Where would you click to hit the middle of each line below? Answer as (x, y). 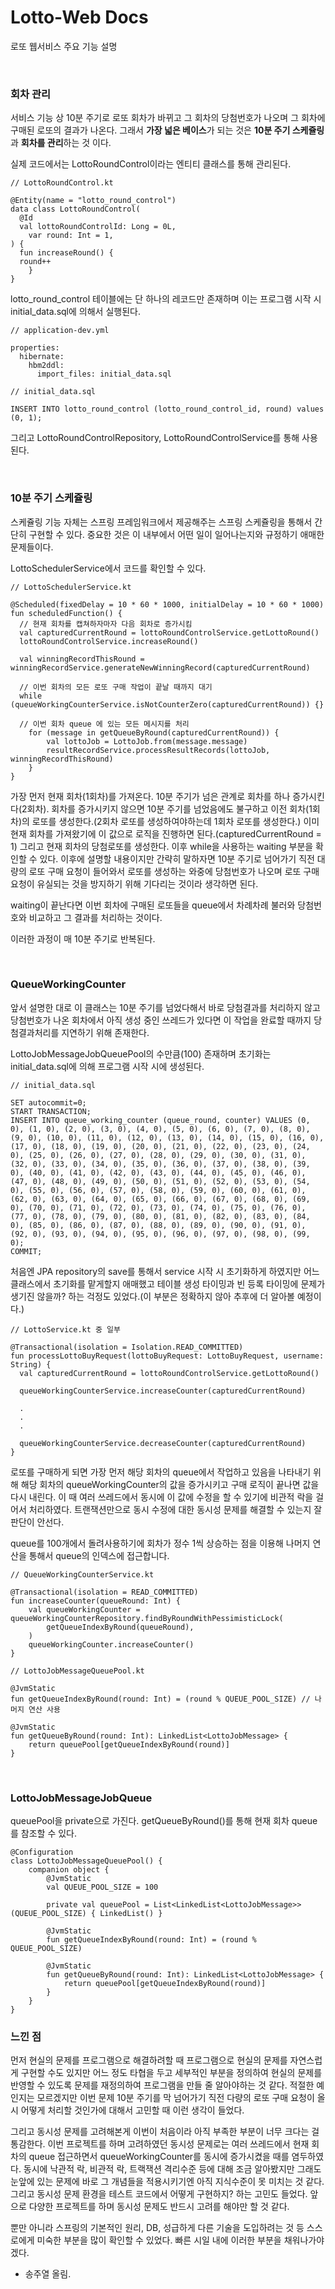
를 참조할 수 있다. (44, 1833)
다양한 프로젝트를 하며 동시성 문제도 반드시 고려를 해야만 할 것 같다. (159, 2207)
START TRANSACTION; (51, 1111)
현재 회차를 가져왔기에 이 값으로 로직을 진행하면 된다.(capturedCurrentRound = (166, 833)
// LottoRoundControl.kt (62, 183)
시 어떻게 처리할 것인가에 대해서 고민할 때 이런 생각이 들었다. (127, 2110)
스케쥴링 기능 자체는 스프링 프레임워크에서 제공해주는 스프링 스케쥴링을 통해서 (161, 522)
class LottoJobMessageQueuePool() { (86, 1861)
